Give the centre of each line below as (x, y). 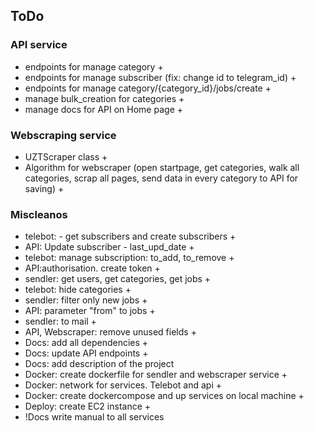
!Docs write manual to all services (94, 417)
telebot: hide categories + (78, 290)
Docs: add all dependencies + (86, 343)
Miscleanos (39, 214)
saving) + (44, 188)
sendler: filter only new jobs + (86, 300)
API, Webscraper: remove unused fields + (110, 332)
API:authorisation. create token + (92, 268)
